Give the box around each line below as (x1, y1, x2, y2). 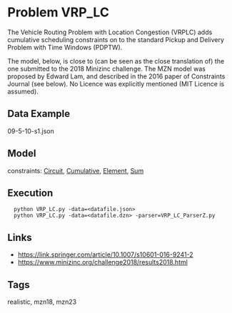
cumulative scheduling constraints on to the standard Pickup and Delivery (7, 35, 225, 43)
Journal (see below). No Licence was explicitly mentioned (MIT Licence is (7, 79, 225, 88)
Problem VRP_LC (7, 4, 109, 21)
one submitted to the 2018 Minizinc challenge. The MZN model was (7, 64, 206, 73)
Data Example (7, 108, 71, 120)
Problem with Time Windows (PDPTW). (7, 43, 123, 51)
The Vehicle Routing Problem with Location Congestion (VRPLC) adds (7, 28, 213, 36)
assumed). (7, 87, 39, 96)
